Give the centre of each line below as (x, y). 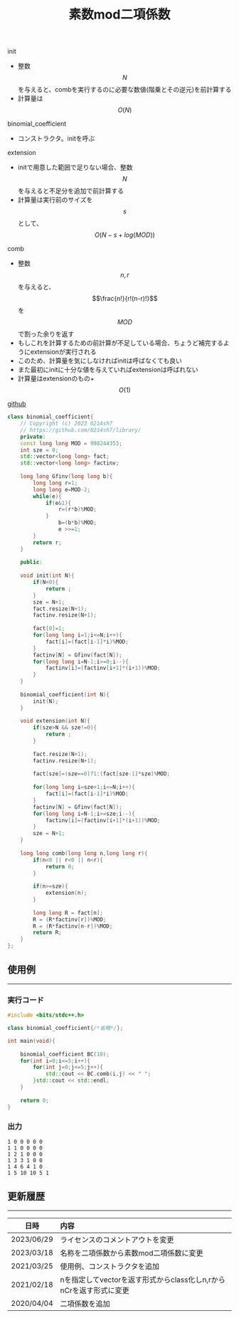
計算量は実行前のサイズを (55, 200)
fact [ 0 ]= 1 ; (49, 629)
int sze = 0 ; (39, 450)
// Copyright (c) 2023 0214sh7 (67, 424)
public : (31, 563)
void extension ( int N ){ (55, 721)
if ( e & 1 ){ (58, 503)
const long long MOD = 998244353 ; (71, 443)
